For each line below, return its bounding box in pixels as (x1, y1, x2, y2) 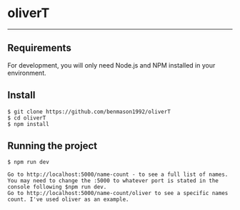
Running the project (7, 140, 98, 152)
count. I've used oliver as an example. (7, 196, 130, 204)
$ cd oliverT (7, 114, 46, 122)
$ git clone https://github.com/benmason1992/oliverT (7, 108, 171, 115)
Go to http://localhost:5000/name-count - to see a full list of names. (7, 171, 229, 179)
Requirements (7, 42, 71, 54)
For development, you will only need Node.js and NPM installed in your (7, 61, 216, 69)
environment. (7, 68, 46, 77)
